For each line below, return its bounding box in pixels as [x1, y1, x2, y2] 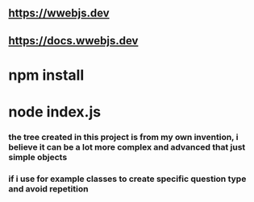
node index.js [8, 103, 102, 122]
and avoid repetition [8, 183, 89, 194]
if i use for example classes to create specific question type [8, 173, 247, 184]
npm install [8, 66, 85, 84]
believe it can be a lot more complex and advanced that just [8, 142, 246, 153]
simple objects [8, 152, 68, 163]
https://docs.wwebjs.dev [8, 34, 139, 47]
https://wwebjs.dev [8, 6, 110, 20]
